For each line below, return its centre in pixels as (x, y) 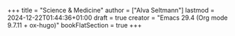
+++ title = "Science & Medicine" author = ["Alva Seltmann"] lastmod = (111, 10)
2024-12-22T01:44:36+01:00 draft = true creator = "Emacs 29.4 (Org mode (118, 18)
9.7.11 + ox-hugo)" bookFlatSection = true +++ (75, 25)
